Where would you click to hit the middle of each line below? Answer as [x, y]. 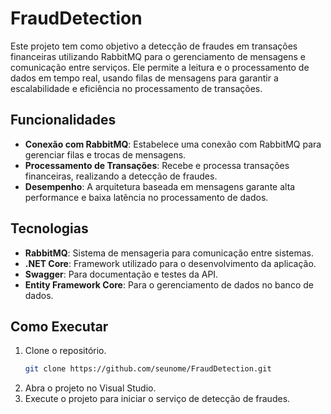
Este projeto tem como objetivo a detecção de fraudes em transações [154, 46]
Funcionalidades [63, 120]
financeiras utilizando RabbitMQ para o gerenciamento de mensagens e [158, 56]
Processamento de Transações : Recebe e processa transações [157, 165]
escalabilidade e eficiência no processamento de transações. [136, 88]
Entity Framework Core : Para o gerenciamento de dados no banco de [169, 284]
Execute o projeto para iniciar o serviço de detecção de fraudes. [157, 399]
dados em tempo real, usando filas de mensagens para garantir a [144, 78]
